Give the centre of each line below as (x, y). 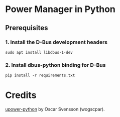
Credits (21, 95)
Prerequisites (27, 28)
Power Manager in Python (60, 9)
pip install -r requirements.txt (40, 76)
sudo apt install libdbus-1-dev (39, 52)
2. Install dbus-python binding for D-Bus (55, 65)
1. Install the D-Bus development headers (56, 42)
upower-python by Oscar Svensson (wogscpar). (55, 109)
